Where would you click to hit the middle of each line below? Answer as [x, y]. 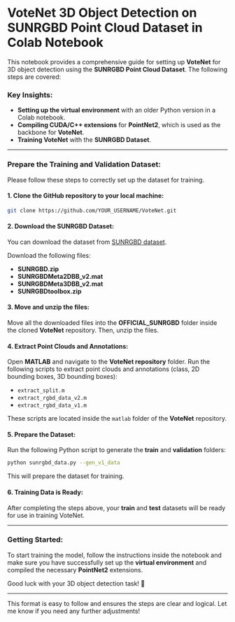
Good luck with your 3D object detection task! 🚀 [76, 583]
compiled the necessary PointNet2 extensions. [75, 570]
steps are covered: [34, 77]
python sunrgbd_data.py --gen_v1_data [64, 463]
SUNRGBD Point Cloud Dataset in [105, 28]
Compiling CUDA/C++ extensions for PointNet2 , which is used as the [119, 125]
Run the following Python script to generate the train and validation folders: [116, 450]
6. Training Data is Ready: [45, 492]
